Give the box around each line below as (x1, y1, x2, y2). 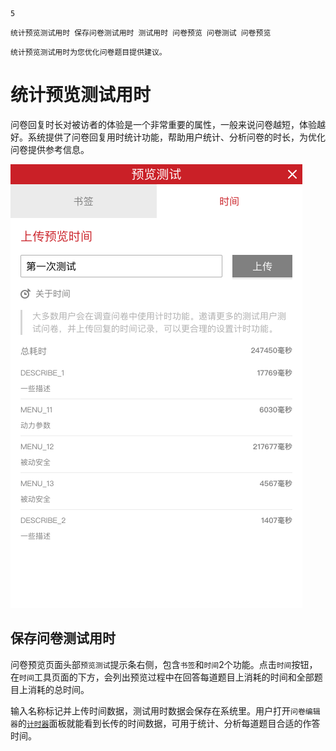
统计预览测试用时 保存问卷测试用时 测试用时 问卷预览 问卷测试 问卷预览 (10, 28, 272, 38)
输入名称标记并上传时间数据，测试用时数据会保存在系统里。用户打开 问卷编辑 (10, 704, 321, 717)
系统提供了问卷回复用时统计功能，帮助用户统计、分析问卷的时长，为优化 (27, 131, 326, 143)
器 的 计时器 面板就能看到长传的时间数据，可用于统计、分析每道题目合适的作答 (10, 717, 321, 729)
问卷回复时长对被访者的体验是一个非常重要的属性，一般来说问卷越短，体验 (10, 118, 317, 130)
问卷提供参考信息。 (10, 143, 90, 155)
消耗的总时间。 (27, 683, 90, 695)
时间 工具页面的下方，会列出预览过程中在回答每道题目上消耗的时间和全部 (19, 671, 315, 683)
